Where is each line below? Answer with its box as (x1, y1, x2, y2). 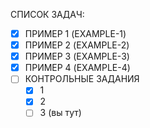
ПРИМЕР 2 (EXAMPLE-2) (24, 39, 130, 51)
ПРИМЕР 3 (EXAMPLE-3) (24, 50, 130, 63)
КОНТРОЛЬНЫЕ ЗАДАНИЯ (24, 73, 140, 85)
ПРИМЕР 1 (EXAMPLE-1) (24, 28, 127, 39)
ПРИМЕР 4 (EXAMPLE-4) (24, 62, 131, 74)
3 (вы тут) (39, 107, 82, 119)
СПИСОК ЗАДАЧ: (10, 9, 85, 20)
